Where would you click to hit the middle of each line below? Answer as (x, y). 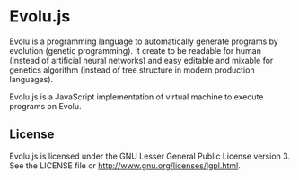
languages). (31, 79)
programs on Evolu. (46, 106)
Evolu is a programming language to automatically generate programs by (144, 41)
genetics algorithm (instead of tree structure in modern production (132, 70)
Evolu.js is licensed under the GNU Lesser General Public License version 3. (149, 156)
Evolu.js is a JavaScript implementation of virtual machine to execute (136, 97)
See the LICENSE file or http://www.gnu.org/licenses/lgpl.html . (125, 165)
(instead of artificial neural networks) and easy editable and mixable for (141, 60)
